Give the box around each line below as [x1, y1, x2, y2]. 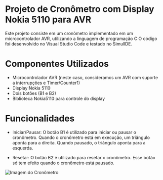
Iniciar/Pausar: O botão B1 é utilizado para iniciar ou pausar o [12, 129, 137, 135]
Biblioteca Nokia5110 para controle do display [12, 95, 105, 101]
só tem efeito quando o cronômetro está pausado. [12, 160, 115, 166]
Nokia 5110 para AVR [5, 14, 91, 25]
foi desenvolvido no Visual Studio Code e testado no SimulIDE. [5, 41, 132, 46]
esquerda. [12, 145, 33, 151]
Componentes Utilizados [5, 58, 109, 70]
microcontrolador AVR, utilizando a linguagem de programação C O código [5, 36, 157, 42]
